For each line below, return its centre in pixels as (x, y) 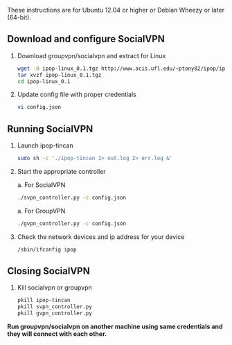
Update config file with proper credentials (77, 95)
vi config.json (39, 107)
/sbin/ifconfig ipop (47, 249)
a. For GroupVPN (41, 211)
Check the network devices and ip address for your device (101, 237)
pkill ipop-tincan (44, 301)
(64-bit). (19, 17)
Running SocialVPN (50, 129)
